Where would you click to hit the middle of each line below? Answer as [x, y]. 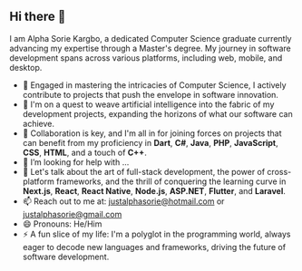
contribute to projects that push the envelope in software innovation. [151, 94]
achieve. [39, 123]
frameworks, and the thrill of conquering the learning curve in [171, 181]
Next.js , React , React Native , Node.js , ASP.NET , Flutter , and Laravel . [154, 190]
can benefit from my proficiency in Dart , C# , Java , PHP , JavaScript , [150, 142]
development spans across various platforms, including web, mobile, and [146, 58]
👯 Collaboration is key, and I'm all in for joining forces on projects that [152, 133]
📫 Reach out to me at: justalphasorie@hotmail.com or [123, 201]
